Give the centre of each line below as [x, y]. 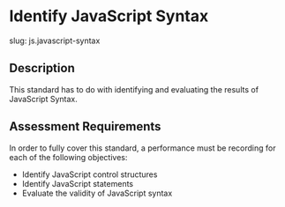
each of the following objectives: [68, 157]
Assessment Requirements [85, 126]
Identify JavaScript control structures [90, 174]
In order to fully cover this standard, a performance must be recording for [142, 148]
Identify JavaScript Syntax [109, 16]
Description [42, 68]
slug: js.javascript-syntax [55, 41]
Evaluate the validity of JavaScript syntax [97, 193]
